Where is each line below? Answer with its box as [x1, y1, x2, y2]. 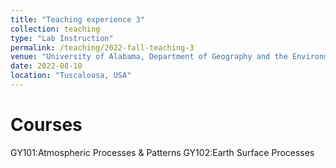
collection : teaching [10, 24, 101, 34]
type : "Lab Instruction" [10, 33, 114, 43]
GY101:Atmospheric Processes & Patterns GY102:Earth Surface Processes [10, 146, 315, 158]
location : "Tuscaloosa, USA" [10, 71, 132, 81]
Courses [10, 114, 83, 136]
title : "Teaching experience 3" [10, 14, 145, 25]
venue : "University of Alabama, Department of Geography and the [10, 52, 288, 62]
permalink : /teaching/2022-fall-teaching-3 [10, 42, 195, 53]
